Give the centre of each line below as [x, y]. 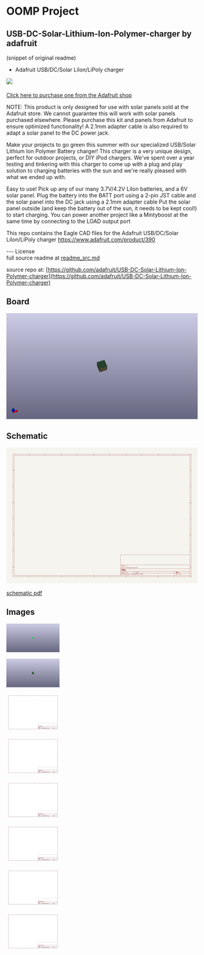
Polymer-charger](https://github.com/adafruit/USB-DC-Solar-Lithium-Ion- [99, 276]
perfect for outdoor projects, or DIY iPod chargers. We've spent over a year [100, 158]
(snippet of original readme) [41, 58]
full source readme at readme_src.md [53, 258]
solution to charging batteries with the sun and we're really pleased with [97, 171]
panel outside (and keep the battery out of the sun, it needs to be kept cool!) [102, 208]
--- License [21, 251]
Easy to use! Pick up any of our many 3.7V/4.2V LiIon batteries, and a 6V [97, 189]
